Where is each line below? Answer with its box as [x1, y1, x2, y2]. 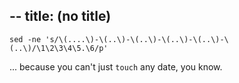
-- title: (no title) [9, 8, 112, 25]
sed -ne [9, 34, 42, 44]
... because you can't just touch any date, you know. [9, 60, 223, 73]
